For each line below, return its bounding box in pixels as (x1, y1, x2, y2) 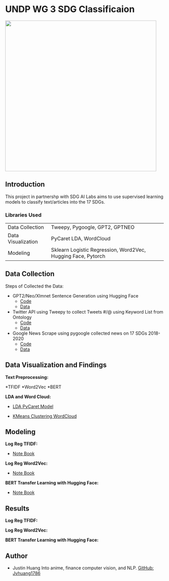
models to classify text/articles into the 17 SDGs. (5, 199, 106, 205)
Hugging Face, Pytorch (51, 253, 106, 260)
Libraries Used (5, 211, 42, 218)
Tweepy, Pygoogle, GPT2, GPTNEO (51, 224, 135, 231)
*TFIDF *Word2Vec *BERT (5, 383, 62, 390)
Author (5, 551, 28, 560)
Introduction (5, 180, 45, 189)
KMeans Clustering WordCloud (12, 413, 77, 419)
